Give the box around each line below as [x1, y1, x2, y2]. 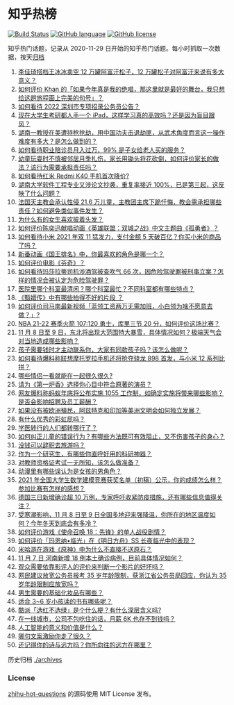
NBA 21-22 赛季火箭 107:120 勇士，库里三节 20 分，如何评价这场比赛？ [17, 319, 221, 327]
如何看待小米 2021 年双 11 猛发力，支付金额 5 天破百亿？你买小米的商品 [17, 232, 222, 240]
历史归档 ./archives [8, 655, 62, 663]
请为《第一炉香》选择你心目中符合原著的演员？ [17, 380, 152, 388]
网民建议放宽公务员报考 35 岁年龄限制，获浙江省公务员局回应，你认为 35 [17, 571, 227, 579]
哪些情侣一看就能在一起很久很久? [17, 371, 113, 379]
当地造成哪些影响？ [24, 336, 79, 345]
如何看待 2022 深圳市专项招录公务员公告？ [17, 102, 141, 110]
